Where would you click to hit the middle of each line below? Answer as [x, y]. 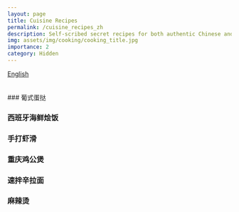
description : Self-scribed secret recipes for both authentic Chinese [114, 34]
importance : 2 [28, 47]
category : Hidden [33, 54]
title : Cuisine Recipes [43, 21]
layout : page [27, 14]
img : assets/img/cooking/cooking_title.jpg [73, 41]
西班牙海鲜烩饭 [33, 117]
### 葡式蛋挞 [27, 97]
